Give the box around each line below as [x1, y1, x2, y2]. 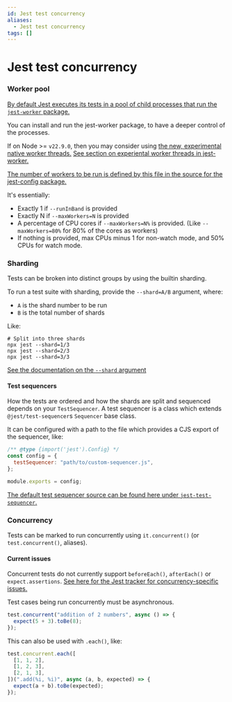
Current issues [7, 554, 51, 562]
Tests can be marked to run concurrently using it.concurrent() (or [7, 530, 199, 539]
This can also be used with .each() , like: [7, 637, 123, 645]
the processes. [7, 128, 50, 136]
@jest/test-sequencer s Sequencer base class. [7, 412, 137, 420]
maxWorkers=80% [17, 227, 62, 235]
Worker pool [7, 84, 50, 94]
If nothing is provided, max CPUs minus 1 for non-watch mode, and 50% [17, 233, 224, 242]
